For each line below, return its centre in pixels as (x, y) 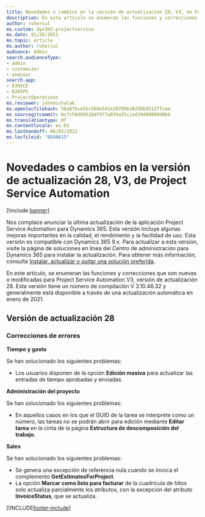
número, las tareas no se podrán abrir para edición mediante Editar (100, 421)
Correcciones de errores (43, 336)
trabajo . (25, 434)
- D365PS (17, 92)
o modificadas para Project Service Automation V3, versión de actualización (102, 280)
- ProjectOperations (33, 97)
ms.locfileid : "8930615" (38, 137)
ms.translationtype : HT (37, 120)
